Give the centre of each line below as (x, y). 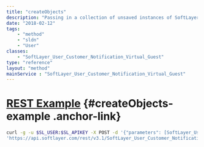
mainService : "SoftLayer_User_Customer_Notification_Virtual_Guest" (96, 74)
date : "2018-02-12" (31, 23)
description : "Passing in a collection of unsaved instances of (89, 18)
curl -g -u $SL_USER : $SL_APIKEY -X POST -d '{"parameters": (84, 133)
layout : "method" (28, 68)
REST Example (43, 104)
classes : (17, 51)
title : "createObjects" (36, 12)
